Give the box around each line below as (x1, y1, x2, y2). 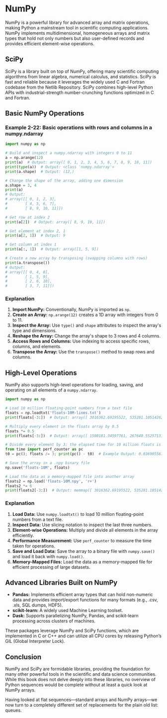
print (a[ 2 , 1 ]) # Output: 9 (5, 233, 66, 238)
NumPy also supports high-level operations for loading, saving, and (5, 382, 143, 388)
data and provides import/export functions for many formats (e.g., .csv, (12, 597, 158, 603)
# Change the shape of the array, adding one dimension (5, 178, 123, 183)
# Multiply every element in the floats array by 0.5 (5, 424, 119, 429)
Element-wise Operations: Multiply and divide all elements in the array (12, 527, 158, 533)
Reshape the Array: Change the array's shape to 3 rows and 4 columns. (12, 333, 161, 339)
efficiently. (12, 532, 34, 538)
